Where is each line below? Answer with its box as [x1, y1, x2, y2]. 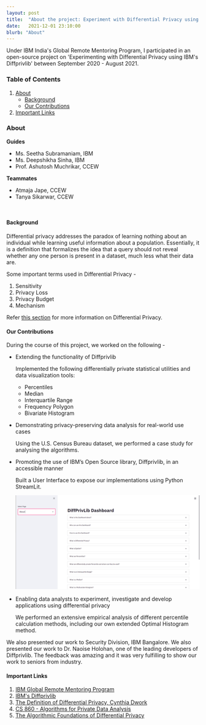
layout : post [6, 10, 40, 16]
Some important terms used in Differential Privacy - [6, 270, 136, 278]
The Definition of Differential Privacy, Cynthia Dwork [15, 699, 148, 706]
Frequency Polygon [24, 403, 74, 411]
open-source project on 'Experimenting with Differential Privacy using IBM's [6, 53, 199, 61]
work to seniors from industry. [6, 658, 83, 666]
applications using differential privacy [15, 602, 110, 609]
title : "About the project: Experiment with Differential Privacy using [6, 16, 199, 23]
